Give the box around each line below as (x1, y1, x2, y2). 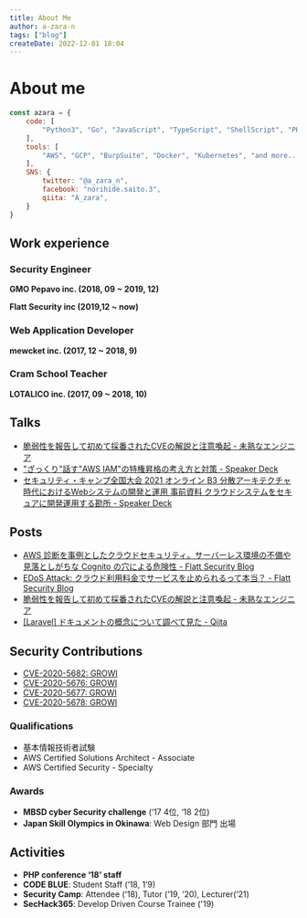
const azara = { (9, 109, 71, 118)
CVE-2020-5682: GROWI (22, 668, 119, 679)
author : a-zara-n (9, 22, 76, 31)
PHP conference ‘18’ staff (22, 869, 122, 880)
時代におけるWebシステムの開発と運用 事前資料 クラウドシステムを (22, 486, 277, 497)
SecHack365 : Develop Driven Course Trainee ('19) (22, 898, 215, 909)
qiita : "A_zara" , (42, 193, 108, 202)
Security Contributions (9, 643, 143, 659)
